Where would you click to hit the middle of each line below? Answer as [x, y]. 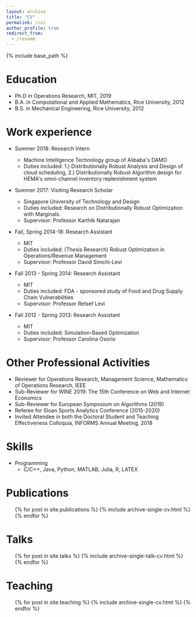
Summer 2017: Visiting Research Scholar [64, 190]
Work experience [49, 132]
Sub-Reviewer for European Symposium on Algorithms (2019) [89, 404]
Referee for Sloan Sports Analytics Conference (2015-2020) [87, 410]
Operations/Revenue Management [65, 255]
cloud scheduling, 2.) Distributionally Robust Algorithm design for [102, 172]
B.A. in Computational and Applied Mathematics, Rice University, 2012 [99, 102]
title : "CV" [21, 17]
